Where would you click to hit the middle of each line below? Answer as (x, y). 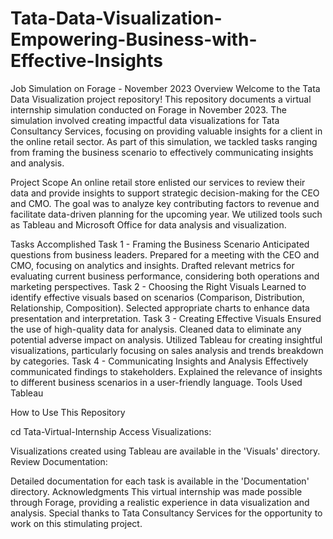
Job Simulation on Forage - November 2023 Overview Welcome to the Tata (165, 88)
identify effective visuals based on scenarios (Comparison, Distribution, (157, 297)
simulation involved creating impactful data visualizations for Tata (145, 120)
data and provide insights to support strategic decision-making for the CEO (165, 193)
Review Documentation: (59, 461)
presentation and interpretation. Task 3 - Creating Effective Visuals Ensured (166, 318)
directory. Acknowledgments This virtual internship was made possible (156, 491)
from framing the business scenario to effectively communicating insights (162, 152)
